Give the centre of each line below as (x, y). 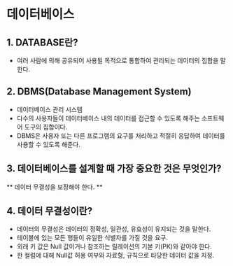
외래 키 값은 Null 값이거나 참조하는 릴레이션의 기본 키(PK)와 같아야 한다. (114, 246)
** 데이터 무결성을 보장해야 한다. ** (55, 187)
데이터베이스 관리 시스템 (50, 109)
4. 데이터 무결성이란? (50, 211)
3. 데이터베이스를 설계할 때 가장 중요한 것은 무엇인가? (114, 169)
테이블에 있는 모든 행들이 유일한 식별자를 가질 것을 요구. (92, 238)
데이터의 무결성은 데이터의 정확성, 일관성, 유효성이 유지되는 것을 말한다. (114, 229)
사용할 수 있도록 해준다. (49, 144)
